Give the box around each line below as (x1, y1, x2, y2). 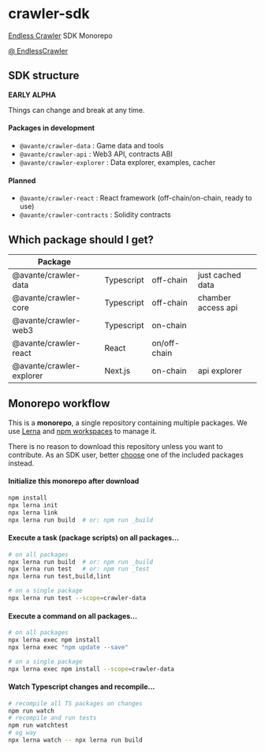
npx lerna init (8, 501, 58, 509)
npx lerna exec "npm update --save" (8, 643, 129, 651)
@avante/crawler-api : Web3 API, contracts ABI (19, 149, 174, 159)
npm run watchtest (8, 721, 69, 730)
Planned (8, 175, 36, 185)
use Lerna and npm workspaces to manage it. (8, 426, 158, 436)
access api (197, 301, 238, 312)
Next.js (104, 365, 131, 376)
